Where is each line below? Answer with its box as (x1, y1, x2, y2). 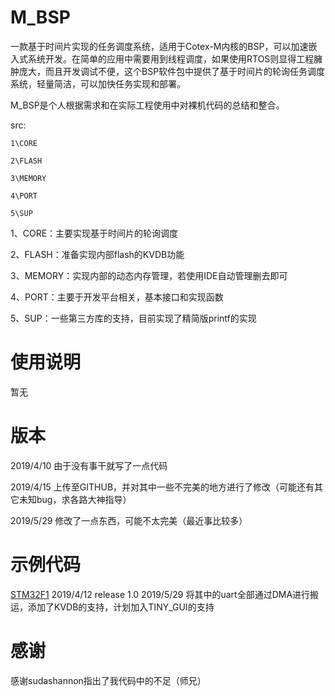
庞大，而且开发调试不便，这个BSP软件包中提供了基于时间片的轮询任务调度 (18, 65, 326, 77)
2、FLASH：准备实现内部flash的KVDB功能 (10, 248, 185, 260)
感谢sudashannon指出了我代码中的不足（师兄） (10, 674, 207, 686)
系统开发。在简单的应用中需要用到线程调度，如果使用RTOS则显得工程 (27, 52, 315, 65)
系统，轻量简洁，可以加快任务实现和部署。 (10, 77, 186, 90)
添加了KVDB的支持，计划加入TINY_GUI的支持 (27, 601, 215, 613)
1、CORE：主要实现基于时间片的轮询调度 (10, 227, 179, 239)
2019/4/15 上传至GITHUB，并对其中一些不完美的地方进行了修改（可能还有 (10, 481, 315, 493)
